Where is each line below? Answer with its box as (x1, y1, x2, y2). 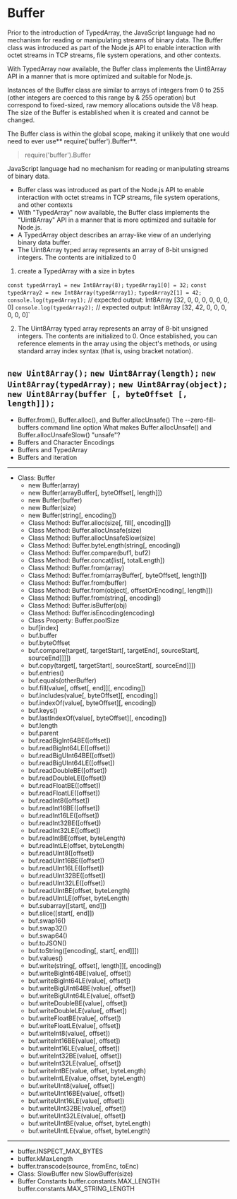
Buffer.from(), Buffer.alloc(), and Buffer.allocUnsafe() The (17, 415, 183, 424)
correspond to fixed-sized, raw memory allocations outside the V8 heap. (7, 100, 219, 109)
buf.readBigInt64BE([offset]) (28, 736, 111, 745)
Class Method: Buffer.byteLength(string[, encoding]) (28, 541, 181, 549)
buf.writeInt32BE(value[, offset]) (28, 1051, 122, 1060)
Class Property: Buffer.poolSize (28, 616, 120, 625)
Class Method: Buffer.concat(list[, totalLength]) (28, 556, 165, 565)
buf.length (28, 721, 59, 729)
